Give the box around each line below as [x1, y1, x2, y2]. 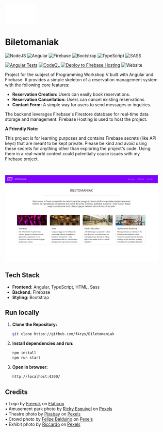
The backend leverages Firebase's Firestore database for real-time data [5, 111, 149, 117]
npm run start [12, 356, 41, 360]
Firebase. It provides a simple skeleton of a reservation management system [5, 77, 158, 83]
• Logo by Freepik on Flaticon [5, 400, 65, 406]
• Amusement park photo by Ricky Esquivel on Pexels [5, 406, 113, 412]
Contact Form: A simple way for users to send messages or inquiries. [12, 102, 151, 108]
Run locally [5, 308, 40, 317]
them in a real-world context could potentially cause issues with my [5, 151, 140, 157]
